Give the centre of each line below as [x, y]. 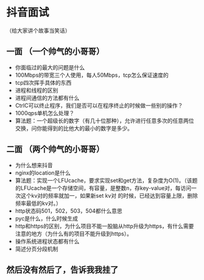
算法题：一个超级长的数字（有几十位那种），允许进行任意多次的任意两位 [104, 121]
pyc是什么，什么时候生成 [46, 218]
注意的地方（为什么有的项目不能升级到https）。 [74, 233]
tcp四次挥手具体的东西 [43, 82]
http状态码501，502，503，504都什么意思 [69, 211]
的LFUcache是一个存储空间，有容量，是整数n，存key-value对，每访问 [103, 188]
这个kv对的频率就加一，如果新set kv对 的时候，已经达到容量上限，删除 [109, 195]
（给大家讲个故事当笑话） [38, 30]
